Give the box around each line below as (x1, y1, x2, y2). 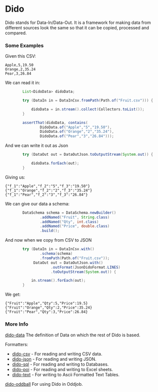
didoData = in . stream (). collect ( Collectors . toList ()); (31, 106, 145, 112)
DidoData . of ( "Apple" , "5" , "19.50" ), (39, 124, 112, 130)
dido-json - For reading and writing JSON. (12, 356, 97, 362)
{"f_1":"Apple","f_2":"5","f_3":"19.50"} (5, 184, 90, 188)
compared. (5, 30, 27, 36)
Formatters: (5, 341, 28, 347)
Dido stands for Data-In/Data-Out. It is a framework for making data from (5, 20, 151, 25)
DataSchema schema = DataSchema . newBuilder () (22, 210, 117, 215)
